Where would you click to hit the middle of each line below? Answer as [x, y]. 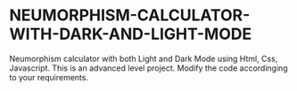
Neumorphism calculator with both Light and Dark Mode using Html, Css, [144, 58]
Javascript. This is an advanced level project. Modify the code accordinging [148, 68]
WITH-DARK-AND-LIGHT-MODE [131, 34]
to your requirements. [49, 77]
